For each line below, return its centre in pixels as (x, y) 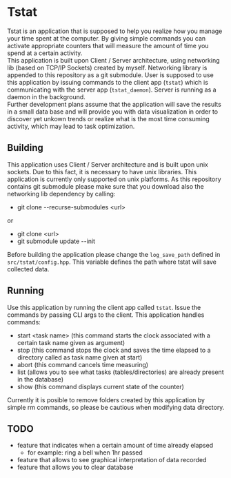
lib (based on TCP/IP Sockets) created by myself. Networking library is (107, 67)
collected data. (28, 269)
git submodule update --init (56, 241)
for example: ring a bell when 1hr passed (85, 453)
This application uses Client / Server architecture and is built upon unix (108, 164)
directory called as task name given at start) (80, 357)
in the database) (40, 379)
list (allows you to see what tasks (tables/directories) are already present (120, 372)
